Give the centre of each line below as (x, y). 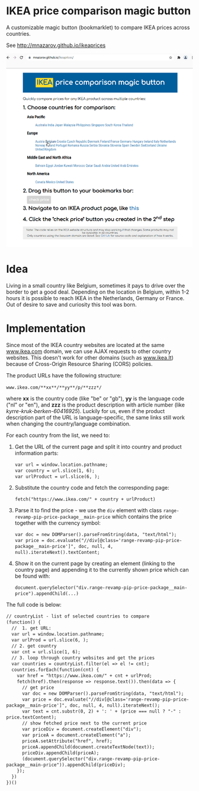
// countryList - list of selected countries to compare (78, 616)
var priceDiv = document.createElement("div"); (82, 729)
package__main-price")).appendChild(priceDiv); (66, 765)
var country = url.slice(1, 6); (54, 471)
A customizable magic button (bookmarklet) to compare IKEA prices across (98, 27)
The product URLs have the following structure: (64, 375)
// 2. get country (34, 646)
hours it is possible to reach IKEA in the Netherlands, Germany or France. (95, 298)
